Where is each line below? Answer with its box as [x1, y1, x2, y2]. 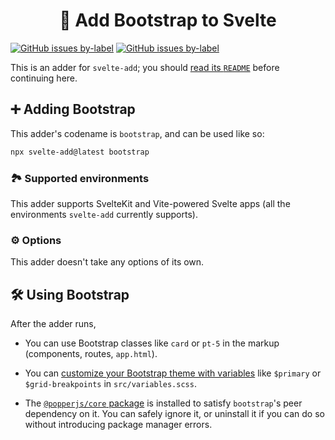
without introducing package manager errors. [24, 419, 213, 431]
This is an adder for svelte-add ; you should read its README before [10, 61, 280, 73]
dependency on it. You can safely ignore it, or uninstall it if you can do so [24, 408, 325, 420]
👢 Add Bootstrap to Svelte [59, 9, 277, 32]
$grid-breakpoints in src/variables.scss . [24, 378, 197, 390]
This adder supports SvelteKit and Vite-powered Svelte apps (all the [10, 197, 291, 209]
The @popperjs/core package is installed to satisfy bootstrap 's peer [24, 397, 303, 409]
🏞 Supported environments [10, 171, 150, 185]
